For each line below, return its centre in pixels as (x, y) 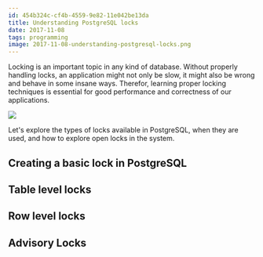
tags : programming (38, 37)
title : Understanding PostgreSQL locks (73, 23)
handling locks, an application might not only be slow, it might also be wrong (131, 75)
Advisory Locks (47, 243)
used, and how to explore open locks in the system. (91, 139)
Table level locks (50, 189)
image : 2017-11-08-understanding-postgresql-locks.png (100, 45)
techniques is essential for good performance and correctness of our (120, 92)
